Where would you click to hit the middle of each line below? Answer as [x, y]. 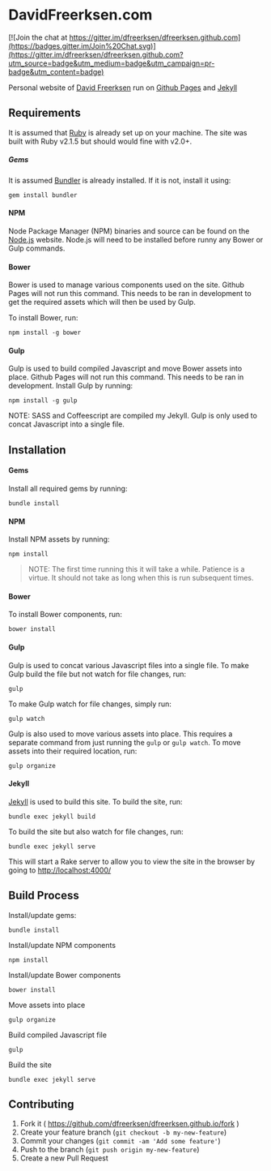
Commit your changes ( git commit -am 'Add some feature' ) [120, 1141]
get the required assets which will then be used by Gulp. [102, 302]
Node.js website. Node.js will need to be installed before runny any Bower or [136, 239]
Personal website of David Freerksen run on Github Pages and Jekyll [123, 88]
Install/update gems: [42, 915]
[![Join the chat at [38, 37]
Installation [37, 450]
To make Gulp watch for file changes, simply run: [90, 704]
